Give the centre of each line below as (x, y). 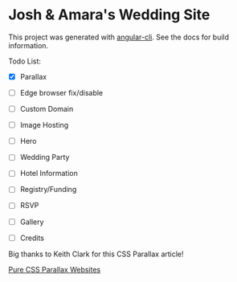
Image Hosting (44, 125)
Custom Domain (47, 109)
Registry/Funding (48, 190)
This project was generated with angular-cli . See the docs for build (119, 37)
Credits (32, 238)
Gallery (32, 222)
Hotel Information (49, 174)
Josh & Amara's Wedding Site (109, 15)
